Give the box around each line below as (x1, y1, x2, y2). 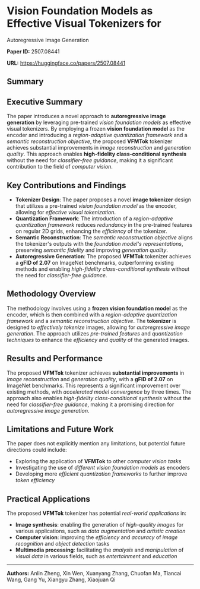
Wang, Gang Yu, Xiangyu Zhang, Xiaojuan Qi (7, 576, 116, 583)
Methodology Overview (7, 289, 96, 299)
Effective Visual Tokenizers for (7, 17, 162, 30)
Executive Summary (7, 97, 83, 107)
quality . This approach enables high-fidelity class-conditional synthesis (7, 150, 187, 158)
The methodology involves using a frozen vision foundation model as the (7, 305, 188, 312)
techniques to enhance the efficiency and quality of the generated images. (7, 336, 189, 343)
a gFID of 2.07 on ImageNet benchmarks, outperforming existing (15, 259, 174, 266)
